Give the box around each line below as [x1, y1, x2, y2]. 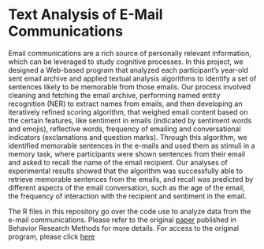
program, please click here [8, 232, 95, 241]
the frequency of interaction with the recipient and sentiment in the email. [8, 191, 247, 201]
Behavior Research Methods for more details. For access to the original [8, 223, 239, 232]
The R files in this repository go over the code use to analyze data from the [8, 206, 251, 216]
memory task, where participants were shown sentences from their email [8, 149, 246, 159]
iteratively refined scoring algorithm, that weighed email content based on [8, 107, 248, 116]
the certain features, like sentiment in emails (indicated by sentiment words [8, 115, 252, 125]
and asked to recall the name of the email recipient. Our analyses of [8, 157, 229, 167]
